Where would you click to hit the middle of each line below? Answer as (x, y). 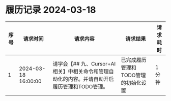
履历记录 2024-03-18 (51, 10)
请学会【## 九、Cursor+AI (84, 63)
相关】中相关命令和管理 (81, 71)
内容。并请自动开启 (91, 79)
